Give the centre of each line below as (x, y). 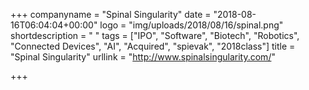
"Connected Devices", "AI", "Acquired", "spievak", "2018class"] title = (153, 46)
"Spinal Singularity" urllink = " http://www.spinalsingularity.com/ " (143, 57)
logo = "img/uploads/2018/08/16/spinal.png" (191, 25)
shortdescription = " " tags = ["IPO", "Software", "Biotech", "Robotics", (155, 35)
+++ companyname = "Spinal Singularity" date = (111, 14)
